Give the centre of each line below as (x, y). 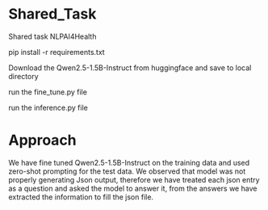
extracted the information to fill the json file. (81, 197)
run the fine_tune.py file (48, 92)
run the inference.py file (48, 107)
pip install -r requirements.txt (57, 52)
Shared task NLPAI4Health (52, 36)
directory (23, 76)
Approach (42, 140)
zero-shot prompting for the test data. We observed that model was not (127, 171)
